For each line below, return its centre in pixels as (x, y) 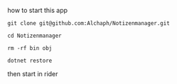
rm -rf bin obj (30, 48)
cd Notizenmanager (34, 36)
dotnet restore (30, 61)
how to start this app (38, 10)
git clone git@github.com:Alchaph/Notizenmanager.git (89, 23)
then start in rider (33, 74)
